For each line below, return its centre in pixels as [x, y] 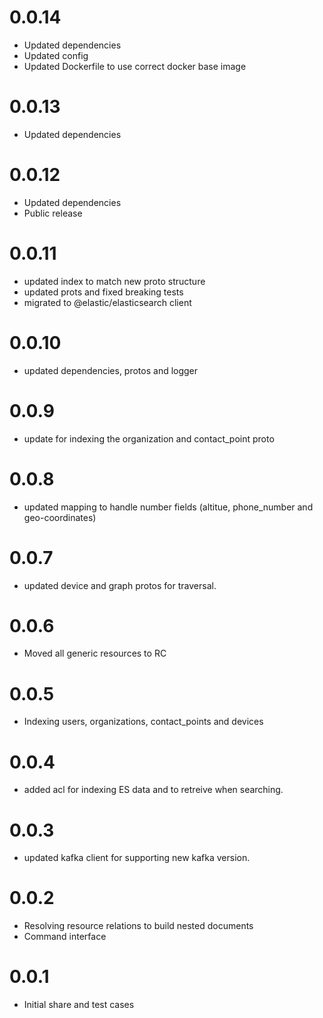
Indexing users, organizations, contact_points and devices [143, 722]
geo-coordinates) [60, 517]
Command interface [65, 937]
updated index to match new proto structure [114, 281]
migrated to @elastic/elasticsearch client [107, 302]
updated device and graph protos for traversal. [120, 585]
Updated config [56, 55]
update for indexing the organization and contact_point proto [149, 438]
